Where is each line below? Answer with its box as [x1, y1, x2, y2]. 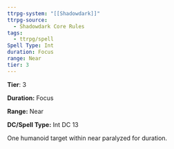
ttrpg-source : [7, 17, 48, 23]
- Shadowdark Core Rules [13, 23, 85, 30]
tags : [7, 29, 23, 37]
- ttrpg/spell [13, 36, 54, 43]
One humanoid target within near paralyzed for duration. [7, 134, 168, 142]
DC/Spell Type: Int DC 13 [7, 120, 79, 128]
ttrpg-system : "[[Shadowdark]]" [7, 10, 100, 17]
